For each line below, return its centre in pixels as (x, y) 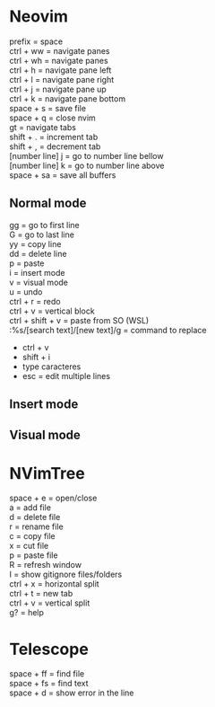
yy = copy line (35, 243)
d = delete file (35, 517)
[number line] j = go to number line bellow (86, 155)
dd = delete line (38, 253)
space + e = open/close (53, 498)
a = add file (30, 508)
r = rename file (37, 526)
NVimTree (47, 473)
